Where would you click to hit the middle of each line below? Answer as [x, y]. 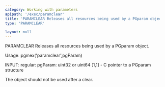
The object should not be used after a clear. [49, 80]
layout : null [18, 32]
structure [14, 70]
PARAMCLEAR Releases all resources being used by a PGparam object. [77, 46]
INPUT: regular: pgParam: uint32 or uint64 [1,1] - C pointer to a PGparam [78, 65]
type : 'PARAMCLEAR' [25, 23]
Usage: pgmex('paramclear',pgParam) [44, 55]
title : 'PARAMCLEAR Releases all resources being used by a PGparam [77, 19]
